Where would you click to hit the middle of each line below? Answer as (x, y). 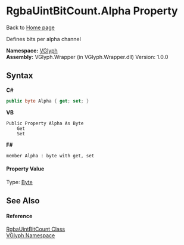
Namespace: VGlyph (32, 50)
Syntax (20, 76)
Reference (19, 216)
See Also (23, 201)
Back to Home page (30, 27)
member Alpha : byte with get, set (50, 156)
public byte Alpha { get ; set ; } (48, 101)
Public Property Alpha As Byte (45, 123)
